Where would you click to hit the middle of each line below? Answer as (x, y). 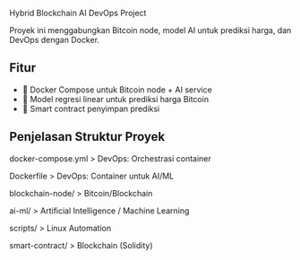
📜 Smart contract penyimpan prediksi (91, 108)
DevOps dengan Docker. (55, 40)
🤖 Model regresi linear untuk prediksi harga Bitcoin (115, 99)
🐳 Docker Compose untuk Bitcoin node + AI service (117, 90)
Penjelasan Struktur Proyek (87, 137)
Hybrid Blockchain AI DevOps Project (78, 13)
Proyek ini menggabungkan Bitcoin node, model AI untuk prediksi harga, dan (150, 30)
